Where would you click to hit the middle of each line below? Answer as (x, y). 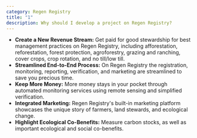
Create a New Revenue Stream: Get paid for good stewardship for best (103, 40)
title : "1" (20, 17)
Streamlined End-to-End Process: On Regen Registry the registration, (101, 65)
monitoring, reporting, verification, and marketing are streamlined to (98, 72)
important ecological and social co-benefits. (69, 128)
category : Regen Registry (38, 12)
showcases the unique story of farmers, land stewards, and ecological (101, 110)
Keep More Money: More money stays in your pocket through (91, 84)
